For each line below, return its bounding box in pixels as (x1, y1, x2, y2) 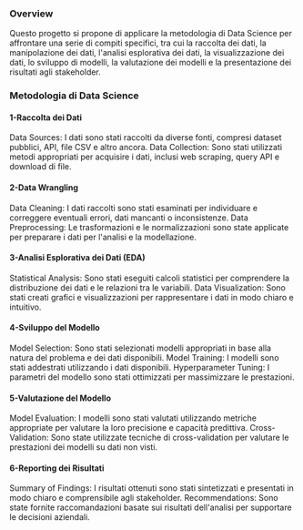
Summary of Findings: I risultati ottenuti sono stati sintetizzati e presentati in (9, 483, 294, 494)
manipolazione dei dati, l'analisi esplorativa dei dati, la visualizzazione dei (9, 47, 285, 58)
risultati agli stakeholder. (9, 66, 102, 77)
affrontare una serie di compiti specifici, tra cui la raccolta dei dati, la (9, 37, 267, 48)
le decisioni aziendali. (9, 512, 91, 523)
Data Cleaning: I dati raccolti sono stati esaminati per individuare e (9, 202, 258, 213)
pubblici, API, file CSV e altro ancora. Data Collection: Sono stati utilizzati (9, 142, 283, 153)
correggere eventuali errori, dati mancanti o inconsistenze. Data (9, 212, 248, 223)
